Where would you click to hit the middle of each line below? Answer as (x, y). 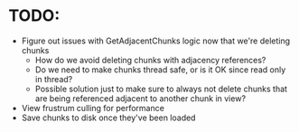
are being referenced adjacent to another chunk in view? (140, 98)
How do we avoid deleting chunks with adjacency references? (150, 60)
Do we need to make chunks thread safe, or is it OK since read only (160, 70)
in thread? (54, 79)
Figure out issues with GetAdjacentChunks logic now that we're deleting (156, 41)
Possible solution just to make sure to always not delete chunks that (161, 89)
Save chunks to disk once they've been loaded (108, 118)
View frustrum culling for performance (93, 108)
